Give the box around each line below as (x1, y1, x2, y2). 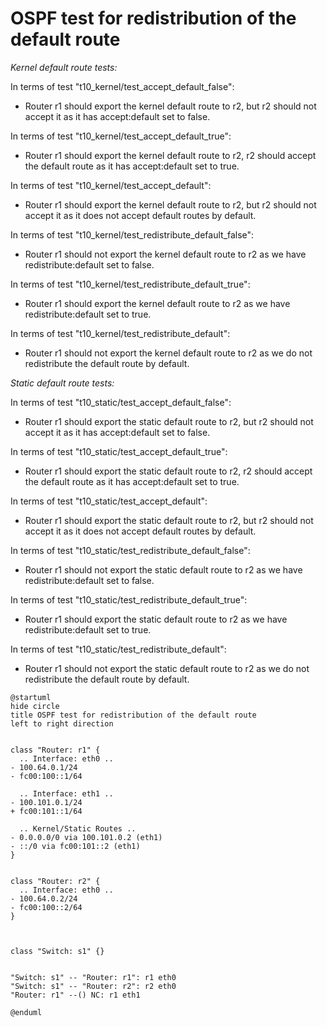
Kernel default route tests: (10, 61, 118, 73)
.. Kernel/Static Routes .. (19, 823, 137, 834)
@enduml (10, 1007, 43, 1017)
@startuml (10, 692, 52, 702)
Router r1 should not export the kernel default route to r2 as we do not (24, 347, 313, 359)
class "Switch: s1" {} (10, 946, 105, 956)
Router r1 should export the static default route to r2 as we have (24, 613, 288, 625)
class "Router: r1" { (10, 745, 101, 755)
